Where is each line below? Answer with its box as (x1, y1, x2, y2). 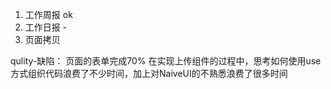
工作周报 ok (24, 9, 73, 20)
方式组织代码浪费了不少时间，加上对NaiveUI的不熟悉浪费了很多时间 (10, 68, 288, 79)
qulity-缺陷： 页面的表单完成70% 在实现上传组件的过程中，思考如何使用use (10, 55, 322, 67)
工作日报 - (24, 21, 68, 33)
